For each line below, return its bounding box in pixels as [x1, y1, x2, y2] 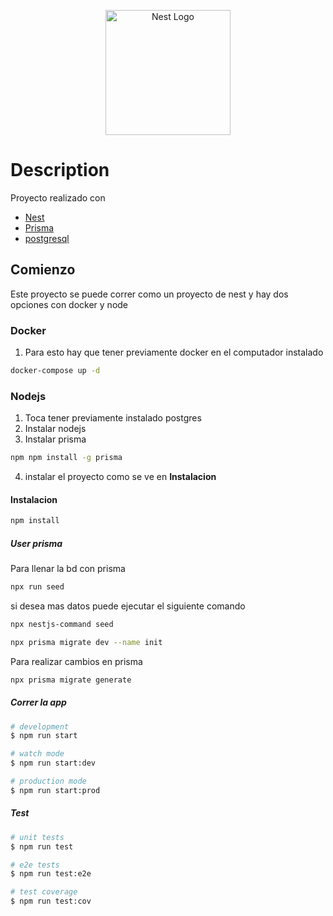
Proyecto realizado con [10, 191, 106, 204]
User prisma [10, 537, 63, 549]
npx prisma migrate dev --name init [10, 637, 163, 647]
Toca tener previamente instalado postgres [24, 412, 202, 424]
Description [10, 159, 110, 182]
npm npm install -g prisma [10, 453, 123, 463]
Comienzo [10, 261, 76, 279]
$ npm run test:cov [10, 896, 92, 907]
